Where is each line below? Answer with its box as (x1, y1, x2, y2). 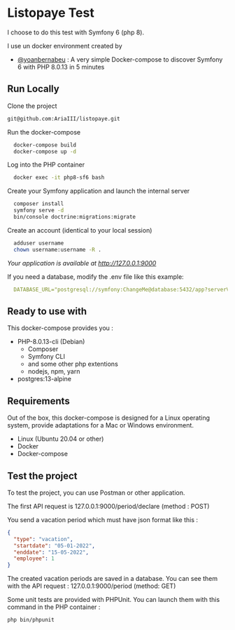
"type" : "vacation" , (13, 535, 73, 542)
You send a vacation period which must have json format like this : (7, 515, 198, 523)
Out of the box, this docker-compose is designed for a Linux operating (7, 413, 211, 422)
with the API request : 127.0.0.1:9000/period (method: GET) (7, 582, 176, 590)
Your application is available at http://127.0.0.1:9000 (7, 259, 157, 267)
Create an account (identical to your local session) (7, 226, 152, 234)
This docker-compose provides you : (7, 324, 114, 332)
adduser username (13, 240, 64, 247)
